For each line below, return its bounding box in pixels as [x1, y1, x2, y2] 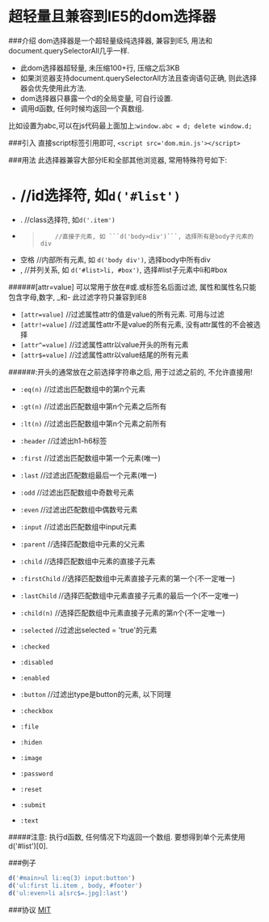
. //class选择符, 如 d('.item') [19, 215, 116, 224]
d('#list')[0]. [8, 841, 48, 851]
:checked [19, 643, 50, 651]
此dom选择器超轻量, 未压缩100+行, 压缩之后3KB [19, 62, 180, 73]
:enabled [19, 673, 50, 682]
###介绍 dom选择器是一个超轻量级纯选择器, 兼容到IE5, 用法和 [8, 36, 212, 45]
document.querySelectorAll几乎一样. [8, 45, 130, 55]
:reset [19, 785, 43, 793]
